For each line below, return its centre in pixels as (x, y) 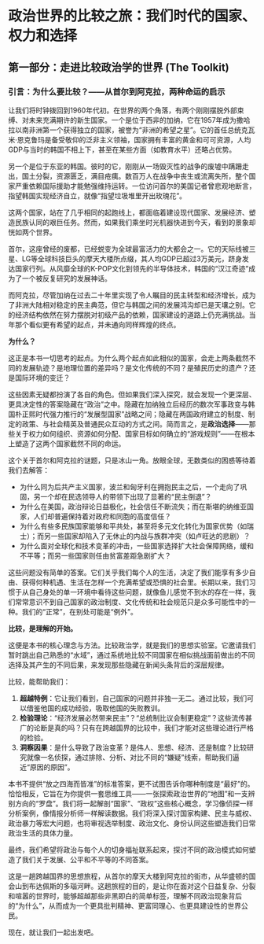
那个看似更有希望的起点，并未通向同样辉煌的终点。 (97, 324)
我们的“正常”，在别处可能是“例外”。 (79, 611)
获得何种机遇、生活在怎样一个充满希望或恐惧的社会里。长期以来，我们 (135, 582)
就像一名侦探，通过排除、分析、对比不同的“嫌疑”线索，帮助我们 (130, 757)
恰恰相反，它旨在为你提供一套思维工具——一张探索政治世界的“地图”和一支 (128, 793)
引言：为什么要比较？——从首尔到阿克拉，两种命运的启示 (117, 91)
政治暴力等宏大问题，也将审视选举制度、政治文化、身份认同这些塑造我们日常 (132, 823)
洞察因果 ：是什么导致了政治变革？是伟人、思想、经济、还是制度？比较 (133, 747)
